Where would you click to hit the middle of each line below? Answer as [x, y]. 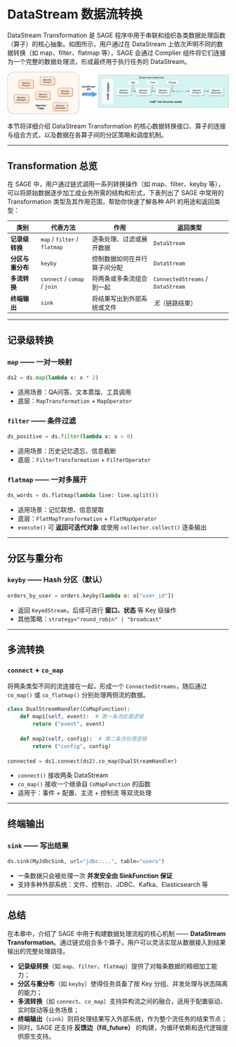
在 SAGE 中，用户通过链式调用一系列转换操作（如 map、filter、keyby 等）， [116, 184]
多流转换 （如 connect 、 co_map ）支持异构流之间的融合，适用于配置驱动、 [122, 1001]
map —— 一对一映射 [40, 362]
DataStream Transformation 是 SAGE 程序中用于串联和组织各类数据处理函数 [117, 35]
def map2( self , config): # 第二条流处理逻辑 [84, 739]
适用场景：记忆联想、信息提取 [60, 510]
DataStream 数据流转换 [75, 14]
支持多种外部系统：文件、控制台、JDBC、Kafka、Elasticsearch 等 [113, 884]
